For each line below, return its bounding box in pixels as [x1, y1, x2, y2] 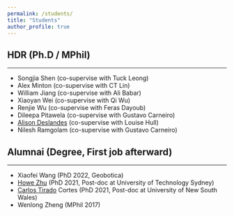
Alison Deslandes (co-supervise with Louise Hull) [17, 118, 159, 127]
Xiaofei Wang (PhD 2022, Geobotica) [17, 171, 124, 179]
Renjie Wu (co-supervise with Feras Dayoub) [17, 104, 146, 112]
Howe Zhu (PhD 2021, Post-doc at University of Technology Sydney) [17, 178, 214, 187]
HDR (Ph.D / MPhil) [7, 49, 91, 61]
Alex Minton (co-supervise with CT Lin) [17, 82, 130, 90]
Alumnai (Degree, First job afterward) [7, 146, 173, 157]
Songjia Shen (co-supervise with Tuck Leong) [17, 74, 149, 82]
